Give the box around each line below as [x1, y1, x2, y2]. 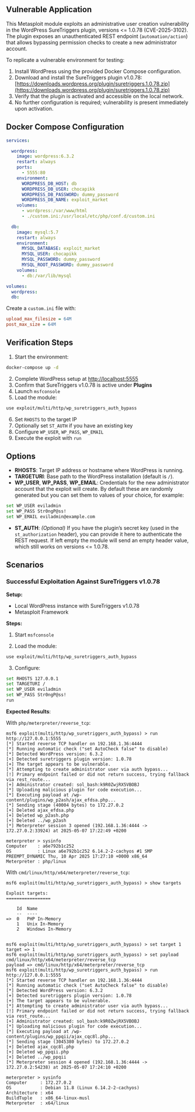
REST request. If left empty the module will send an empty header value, [14, 537, 189, 543]
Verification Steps [6, 338, 74, 347]
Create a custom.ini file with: [6, 305, 76, 312]
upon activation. [14, 105, 54, 112]
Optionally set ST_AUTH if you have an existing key [14, 422, 133, 429]
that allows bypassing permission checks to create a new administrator [6, 39, 177, 46]
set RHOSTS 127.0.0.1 [6, 676, 59, 681]
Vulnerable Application [6, 5, 92, 15]
